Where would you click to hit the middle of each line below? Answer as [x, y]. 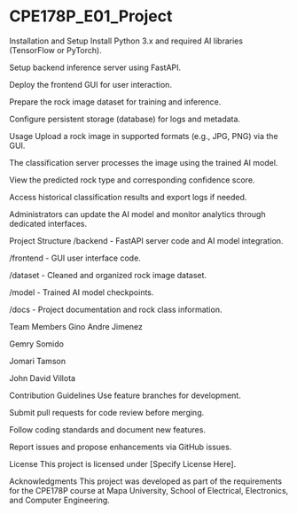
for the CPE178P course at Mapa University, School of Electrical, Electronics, [149, 490]
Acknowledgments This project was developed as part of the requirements [145, 481]
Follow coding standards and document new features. [108, 429]
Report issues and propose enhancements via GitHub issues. [121, 447]
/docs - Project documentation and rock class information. [116, 309]
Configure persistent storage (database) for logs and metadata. [125, 119]
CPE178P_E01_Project [91, 16]
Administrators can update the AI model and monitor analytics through [137, 214]
